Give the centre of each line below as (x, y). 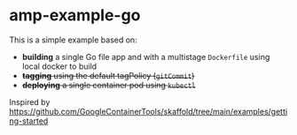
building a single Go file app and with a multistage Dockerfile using (146, 56)
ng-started (29, 121)
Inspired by (30, 101)
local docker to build (59, 66)
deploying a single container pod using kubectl (109, 85)
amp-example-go (75, 15)
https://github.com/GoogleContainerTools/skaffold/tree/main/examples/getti (148, 111)
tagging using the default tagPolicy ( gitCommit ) (108, 75)
